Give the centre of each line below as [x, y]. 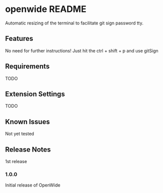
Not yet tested [20, 134]
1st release [16, 161]
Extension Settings [35, 94]
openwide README [46, 9]
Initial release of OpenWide [33, 185]
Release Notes [28, 149]
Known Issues [28, 121]
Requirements [27, 67]
